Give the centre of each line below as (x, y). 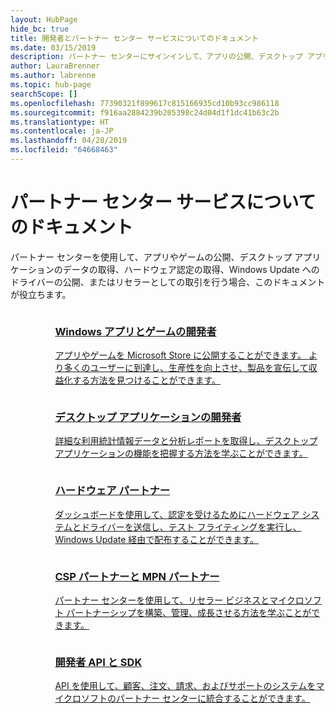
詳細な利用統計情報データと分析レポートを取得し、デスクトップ (186, 441)
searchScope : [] (44, 94)
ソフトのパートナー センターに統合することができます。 (196, 698)
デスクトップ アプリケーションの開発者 (148, 418)
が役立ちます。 (41, 294)
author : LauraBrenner (55, 66)
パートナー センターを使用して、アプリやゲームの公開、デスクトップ (151, 257)
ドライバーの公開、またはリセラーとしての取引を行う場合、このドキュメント (168, 282)
